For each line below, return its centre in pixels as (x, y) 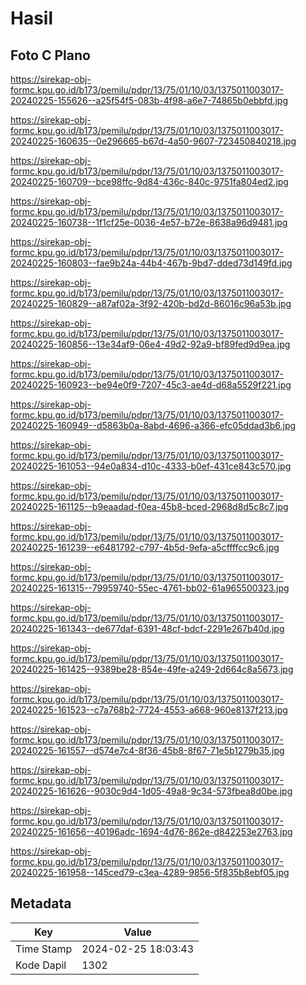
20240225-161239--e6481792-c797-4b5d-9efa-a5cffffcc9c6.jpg (145, 547)
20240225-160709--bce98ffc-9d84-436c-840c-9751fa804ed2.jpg (149, 181)
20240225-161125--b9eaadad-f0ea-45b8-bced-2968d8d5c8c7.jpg (149, 506)
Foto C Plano (50, 55)
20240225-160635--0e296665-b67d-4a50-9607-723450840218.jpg (153, 141)
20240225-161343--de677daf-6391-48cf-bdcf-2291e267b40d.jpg (147, 628)
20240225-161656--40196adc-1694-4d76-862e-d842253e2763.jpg (151, 831)
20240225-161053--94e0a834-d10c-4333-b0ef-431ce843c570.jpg (151, 466)
